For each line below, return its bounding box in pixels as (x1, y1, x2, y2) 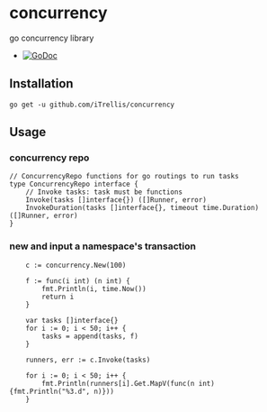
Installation (9, 76, 74, 92)
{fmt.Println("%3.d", (9, 387, 91, 396)
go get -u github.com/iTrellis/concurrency (9, 100, 175, 109)
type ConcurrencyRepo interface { (9, 179, 139, 189)
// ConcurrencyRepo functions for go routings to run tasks (9, 172, 240, 181)
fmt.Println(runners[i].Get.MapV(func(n (41, 379, 195, 388)
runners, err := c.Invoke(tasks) (25, 355, 151, 364)
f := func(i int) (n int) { (25, 276, 130, 286)
